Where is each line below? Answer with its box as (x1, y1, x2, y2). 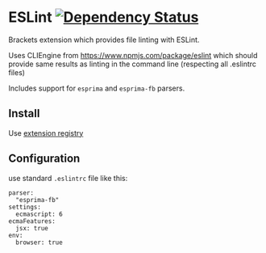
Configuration (8, 152, 81, 166)
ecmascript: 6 (15, 210, 63, 218)
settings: (8, 203, 42, 211)
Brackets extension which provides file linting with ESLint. (8, 35, 200, 44)
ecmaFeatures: (8, 217, 56, 226)
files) (8, 67, 26, 77)
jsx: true (15, 224, 48, 232)
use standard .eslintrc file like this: (8, 173, 128, 183)
